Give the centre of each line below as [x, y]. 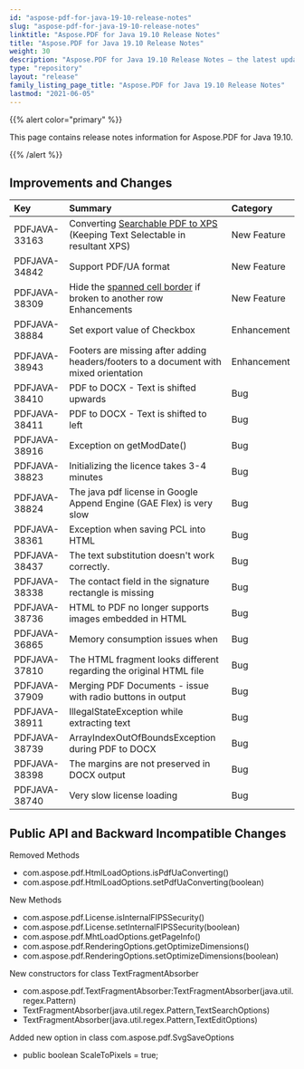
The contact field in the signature [139, 582]
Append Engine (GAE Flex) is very [141, 504]
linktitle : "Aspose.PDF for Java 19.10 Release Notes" [115, 34]
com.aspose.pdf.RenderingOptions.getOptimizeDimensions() [136, 947]
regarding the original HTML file [137, 671]
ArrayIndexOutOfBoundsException [142, 737]
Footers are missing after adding [138, 351]
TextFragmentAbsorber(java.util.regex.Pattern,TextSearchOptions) [146, 1010]
